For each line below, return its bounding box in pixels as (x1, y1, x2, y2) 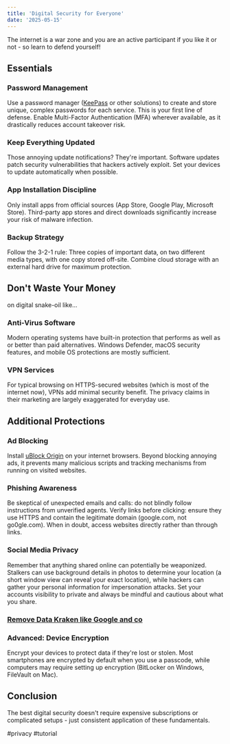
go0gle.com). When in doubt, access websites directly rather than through (7, 521, 218, 529)
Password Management (7, 83, 88, 93)
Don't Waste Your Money (7, 282, 116, 294)
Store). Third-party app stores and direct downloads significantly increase (7, 207, 217, 216)
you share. (7, 597, 37, 605)
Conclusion (7, 690, 58, 702)
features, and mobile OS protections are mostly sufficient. (7, 348, 170, 357)
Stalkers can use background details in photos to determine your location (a (7, 568, 222, 576)
